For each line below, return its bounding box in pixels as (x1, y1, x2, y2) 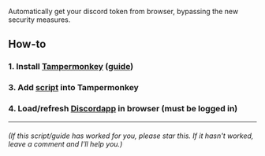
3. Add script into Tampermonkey (8, 82, 140, 93)
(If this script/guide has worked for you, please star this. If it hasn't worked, (8, 131, 254, 140)
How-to (8, 38, 47, 51)
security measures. (8, 15, 71, 24)
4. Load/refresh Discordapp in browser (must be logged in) (8, 103, 238, 114)
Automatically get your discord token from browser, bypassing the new (8, 7, 239, 16)
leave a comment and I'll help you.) (8, 140, 123, 149)
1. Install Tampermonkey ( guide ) (8, 61, 134, 72)
